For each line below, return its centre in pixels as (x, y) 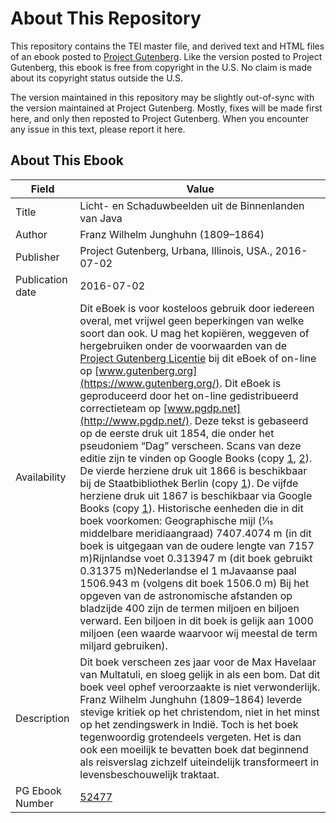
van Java (101, 218)
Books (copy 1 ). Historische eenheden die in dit (191, 508)
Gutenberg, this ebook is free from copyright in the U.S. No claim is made (161, 67)
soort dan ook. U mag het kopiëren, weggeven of (194, 333)
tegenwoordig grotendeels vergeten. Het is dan (190, 737)
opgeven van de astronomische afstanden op (186, 595)
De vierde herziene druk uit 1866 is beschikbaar (193, 470)
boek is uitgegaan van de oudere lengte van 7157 (197, 545)
